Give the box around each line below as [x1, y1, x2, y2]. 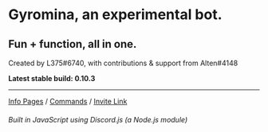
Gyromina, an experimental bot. [8, 6, 223, 24]
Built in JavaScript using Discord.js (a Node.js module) [8, 115, 188, 124]
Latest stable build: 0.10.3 [8, 74, 96, 83]
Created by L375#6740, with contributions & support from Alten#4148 [8, 58, 238, 68]
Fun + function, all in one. [8, 37, 137, 51]
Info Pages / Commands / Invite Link [8, 97, 128, 106]
